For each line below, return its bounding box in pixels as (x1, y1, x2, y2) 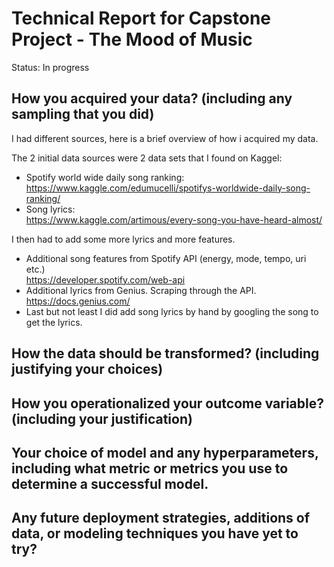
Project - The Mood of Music (11, 28, 253, 51)
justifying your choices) (11, 361, 164, 378)
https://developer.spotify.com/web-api (25, 273, 186, 286)
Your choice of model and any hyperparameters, (11, 444, 319, 461)
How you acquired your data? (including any (11, 90, 293, 107)
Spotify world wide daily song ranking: (25, 171, 185, 183)
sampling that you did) (11, 106, 155, 123)
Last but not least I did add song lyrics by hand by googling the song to (25, 305, 319, 317)
